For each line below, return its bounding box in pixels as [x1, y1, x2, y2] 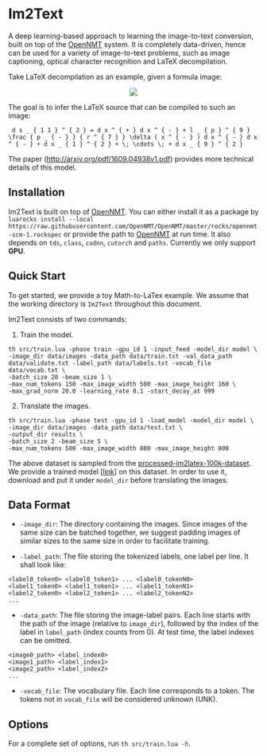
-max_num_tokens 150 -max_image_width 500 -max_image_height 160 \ [8, 380, 237, 388]
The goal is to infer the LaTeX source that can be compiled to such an [8, 102, 236, 112]
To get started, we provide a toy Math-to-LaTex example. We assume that [8, 290, 249, 300]
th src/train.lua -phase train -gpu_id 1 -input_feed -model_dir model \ [8, 345, 258, 353]
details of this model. [8, 163, 77, 172]
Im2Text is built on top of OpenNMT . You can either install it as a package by [8, 206, 259, 216]
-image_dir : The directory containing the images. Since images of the [19, 519, 248, 529]
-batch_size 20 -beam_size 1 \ [8, 373, 112, 381]
